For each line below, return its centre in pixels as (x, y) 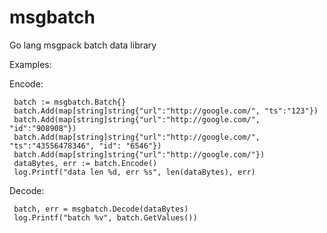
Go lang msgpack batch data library (83, 45)
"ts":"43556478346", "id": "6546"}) (85, 146)
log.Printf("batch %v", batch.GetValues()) (105, 217)
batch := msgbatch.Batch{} (70, 102)
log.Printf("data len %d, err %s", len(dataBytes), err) (134, 172)
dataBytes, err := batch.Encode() (85, 163)
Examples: (30, 64)
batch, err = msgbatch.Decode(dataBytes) (101, 209)
